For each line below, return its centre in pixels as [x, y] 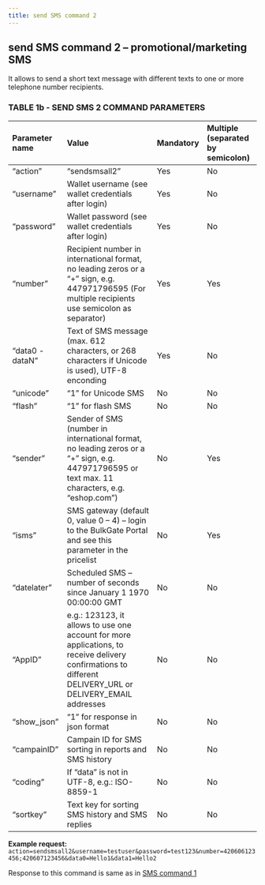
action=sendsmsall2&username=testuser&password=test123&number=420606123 [132, 851]
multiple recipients [101, 298]
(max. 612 [86, 340]
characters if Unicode [107, 360]
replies [79, 824]
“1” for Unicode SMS [105, 393]
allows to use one [99, 624]
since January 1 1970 [108, 592]
